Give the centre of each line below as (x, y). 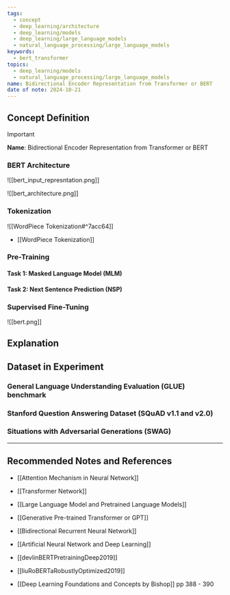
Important (21, 134)
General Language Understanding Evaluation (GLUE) (96, 386)
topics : (18, 64)
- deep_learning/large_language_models (70, 39)
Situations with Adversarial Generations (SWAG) (89, 431)
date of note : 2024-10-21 (44, 90)
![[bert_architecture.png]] (43, 193)
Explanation (33, 343)
